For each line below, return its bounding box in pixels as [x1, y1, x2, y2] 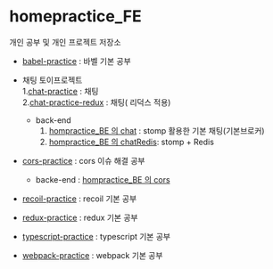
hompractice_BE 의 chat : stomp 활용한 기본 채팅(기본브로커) [48, 125, 265, 135]
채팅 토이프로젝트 [21, 74, 83, 86]
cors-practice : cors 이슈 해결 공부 [21, 155, 145, 166]
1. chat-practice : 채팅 [21, 86, 99, 96]
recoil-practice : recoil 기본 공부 [21, 193, 137, 204]
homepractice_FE [9, 6, 142, 27]
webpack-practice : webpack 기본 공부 [21, 249, 163, 260]
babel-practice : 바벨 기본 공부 [21, 55, 131, 66]
